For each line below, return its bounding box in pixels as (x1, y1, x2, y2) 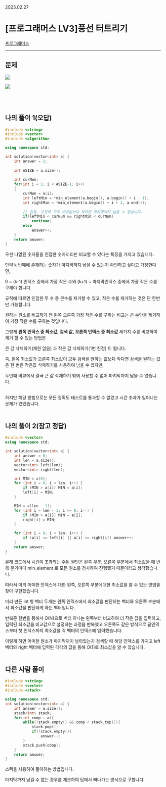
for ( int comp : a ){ (14, 715, 54, 720)
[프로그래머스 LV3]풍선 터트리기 (5, 23, 128, 34)
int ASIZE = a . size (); (14, 168, 61, 173)
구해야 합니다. (5, 285, 32, 291)
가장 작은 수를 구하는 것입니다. (10, 318, 69, 324)
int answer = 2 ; (14, 158, 48, 164)
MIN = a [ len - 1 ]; (14, 503, 52, 508)
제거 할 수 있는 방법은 (5, 335, 46, 341)
